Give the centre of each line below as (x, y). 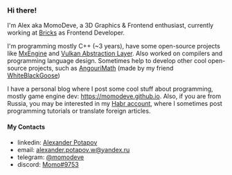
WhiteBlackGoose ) (34, 75)
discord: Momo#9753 (48, 164)
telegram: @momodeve (51, 157)
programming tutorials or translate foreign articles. (79, 111)
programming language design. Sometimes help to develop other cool (107, 61)
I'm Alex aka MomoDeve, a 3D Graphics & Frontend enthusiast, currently (110, 26)
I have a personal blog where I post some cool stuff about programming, (110, 89)
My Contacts (26, 127)
